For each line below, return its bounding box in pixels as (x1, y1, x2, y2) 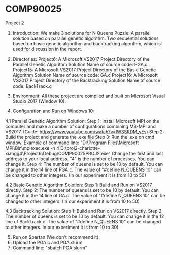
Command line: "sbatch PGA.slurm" (12, 245, 88, 251)
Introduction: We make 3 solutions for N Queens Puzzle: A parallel (12, 30, 151, 36)
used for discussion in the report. (12, 46, 82, 52)
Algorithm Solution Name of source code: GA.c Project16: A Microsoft (12, 72, 158, 78)
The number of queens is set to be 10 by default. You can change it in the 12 (5, 213, 164, 219)
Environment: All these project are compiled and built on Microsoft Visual (12, 93, 165, 99)
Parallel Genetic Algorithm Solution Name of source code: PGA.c (12, 61, 148, 67)
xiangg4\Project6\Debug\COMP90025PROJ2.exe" (5, 150, 111, 156)
